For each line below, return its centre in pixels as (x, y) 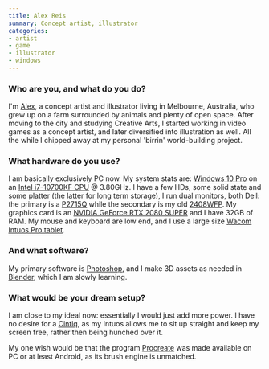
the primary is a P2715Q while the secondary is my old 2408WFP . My (122, 204)
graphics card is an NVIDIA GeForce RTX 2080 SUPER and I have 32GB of (131, 213)
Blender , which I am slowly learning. (68, 277)
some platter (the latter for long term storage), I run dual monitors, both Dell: (134, 196)
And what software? (49, 251)
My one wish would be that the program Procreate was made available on (130, 348)
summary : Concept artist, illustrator (73, 23)
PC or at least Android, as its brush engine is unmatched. (102, 357)
